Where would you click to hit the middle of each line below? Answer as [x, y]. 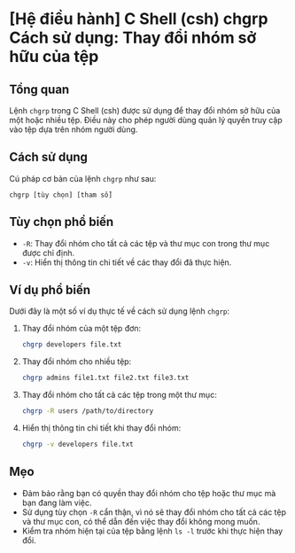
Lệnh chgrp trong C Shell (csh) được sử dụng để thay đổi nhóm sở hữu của [145, 110]
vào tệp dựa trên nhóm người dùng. [74, 129]
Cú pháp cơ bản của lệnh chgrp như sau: [83, 178]
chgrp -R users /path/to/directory [88, 411]
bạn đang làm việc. [57, 502]
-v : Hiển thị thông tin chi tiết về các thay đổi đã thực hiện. [127, 262]
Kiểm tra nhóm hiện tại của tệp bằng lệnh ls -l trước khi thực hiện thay [152, 531]
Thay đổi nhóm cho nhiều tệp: [77, 362]
